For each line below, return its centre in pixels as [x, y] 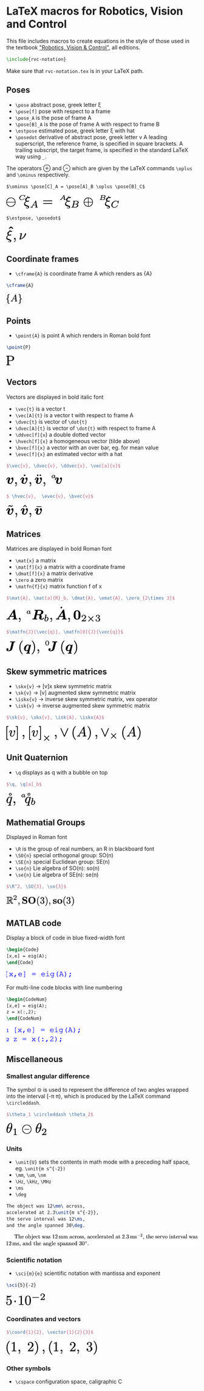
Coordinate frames [42, 259]
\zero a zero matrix [39, 580]
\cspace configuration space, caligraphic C [69, 1382]
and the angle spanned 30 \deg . [46, 1225]
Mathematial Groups [46, 822]
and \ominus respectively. [38, 174]
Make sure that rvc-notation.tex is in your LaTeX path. [75, 71]
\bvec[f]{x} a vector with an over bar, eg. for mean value [87, 447]
